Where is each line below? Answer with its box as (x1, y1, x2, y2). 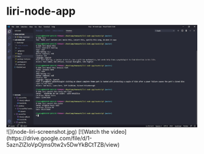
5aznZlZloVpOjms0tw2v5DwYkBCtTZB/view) (6, 141, 120, 148)
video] (111, 128, 127, 135)
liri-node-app (6, 4, 76, 18)
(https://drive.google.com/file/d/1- (6, 134, 92, 142)
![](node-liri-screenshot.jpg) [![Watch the (6, 128, 110, 135)
